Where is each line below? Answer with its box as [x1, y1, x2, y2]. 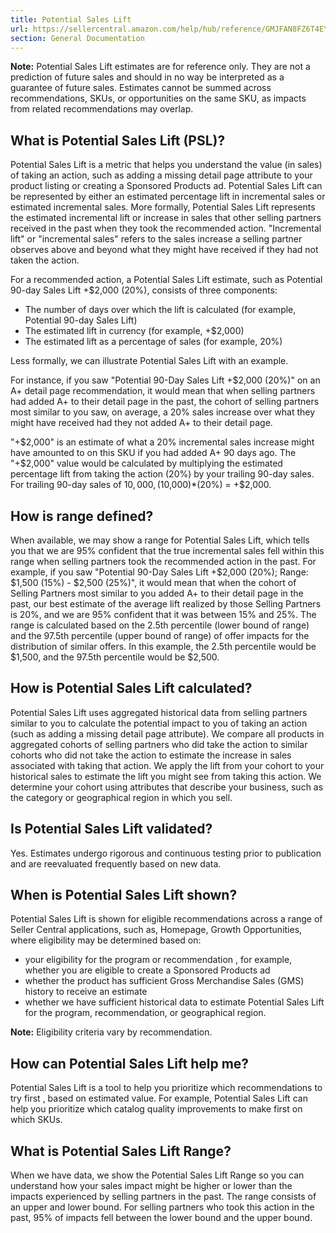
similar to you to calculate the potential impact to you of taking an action [10, 717, 308, 729]
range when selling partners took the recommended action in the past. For [10, 556, 317, 567]
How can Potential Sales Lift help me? [10, 1055, 250, 1072]
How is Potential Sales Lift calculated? [10, 680, 253, 697]
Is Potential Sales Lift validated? [10, 821, 213, 838]
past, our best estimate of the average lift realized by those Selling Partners [10, 598, 322, 610]
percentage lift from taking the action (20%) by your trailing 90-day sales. [10, 468, 315, 480]
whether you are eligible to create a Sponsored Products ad [24, 964, 271, 976]
